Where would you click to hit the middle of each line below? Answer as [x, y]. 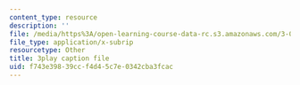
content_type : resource [54, 17]
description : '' [39, 26]
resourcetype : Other [48, 50]
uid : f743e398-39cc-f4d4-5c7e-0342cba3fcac [92, 67]
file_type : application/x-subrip [71, 42]
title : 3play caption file [59, 58]
